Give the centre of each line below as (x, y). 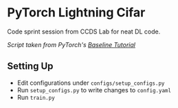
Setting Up (30, 66)
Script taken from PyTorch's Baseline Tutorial (71, 44)
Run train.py (36, 97)
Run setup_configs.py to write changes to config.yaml (94, 90)
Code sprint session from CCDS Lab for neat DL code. (84, 31)
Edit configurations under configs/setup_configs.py (91, 83)
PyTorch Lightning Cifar (76, 13)
